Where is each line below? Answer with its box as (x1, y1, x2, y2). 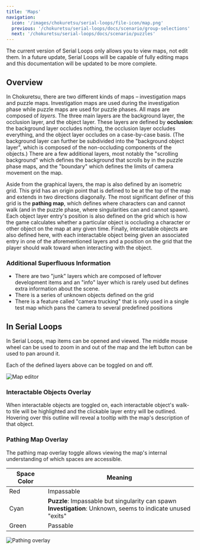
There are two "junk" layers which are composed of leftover (14, 273, 162, 280)
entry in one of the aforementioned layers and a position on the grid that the (6, 237, 192, 245)
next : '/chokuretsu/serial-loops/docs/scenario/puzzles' (11, 31, 156, 37)
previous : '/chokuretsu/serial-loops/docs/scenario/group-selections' (11, 25, 190, 32)
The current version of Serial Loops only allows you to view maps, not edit (6, 47, 188, 54)
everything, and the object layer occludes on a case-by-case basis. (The (6, 131, 185, 138)
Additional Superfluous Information (6, 259, 111, 267)
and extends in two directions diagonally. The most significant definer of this (6, 193, 194, 200)
